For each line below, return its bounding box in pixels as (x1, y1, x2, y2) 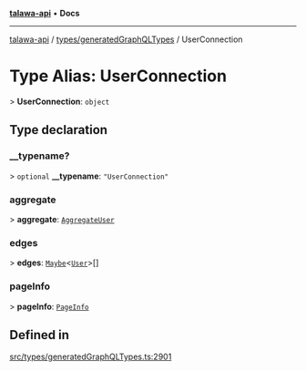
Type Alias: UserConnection (9, 66, 228, 87)
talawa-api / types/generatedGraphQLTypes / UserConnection (9, 34, 243, 45)
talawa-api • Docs (9, 8, 80, 18)
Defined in (9, 327, 70, 343)
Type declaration (9, 122, 107, 138)
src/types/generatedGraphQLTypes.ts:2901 (9, 351, 172, 363)
